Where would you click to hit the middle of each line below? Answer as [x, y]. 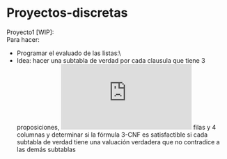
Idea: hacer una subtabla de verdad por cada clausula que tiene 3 [111, 60]
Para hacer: [23, 39]
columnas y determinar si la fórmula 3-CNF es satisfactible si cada [112, 135]
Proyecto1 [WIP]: [30, 32]
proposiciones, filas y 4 [116, 127]
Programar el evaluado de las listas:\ [69, 53]
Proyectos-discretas [67, 13]
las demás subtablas [46, 149]
